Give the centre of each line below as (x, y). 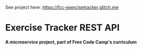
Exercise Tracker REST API (63, 28)
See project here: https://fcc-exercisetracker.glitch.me (62, 7)
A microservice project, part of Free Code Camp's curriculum (71, 42)
